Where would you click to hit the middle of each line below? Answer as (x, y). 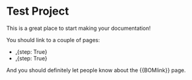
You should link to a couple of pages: (53, 40)
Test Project (38, 11)
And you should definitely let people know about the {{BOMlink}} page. (96, 70)
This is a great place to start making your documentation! (79, 28)
